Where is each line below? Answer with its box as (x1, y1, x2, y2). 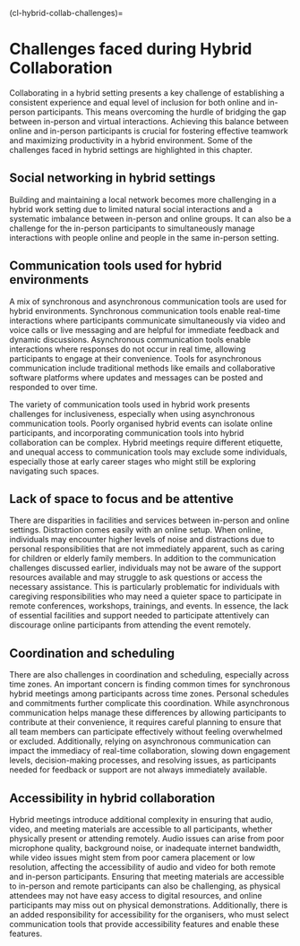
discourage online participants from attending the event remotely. (9, 619, 252, 630)
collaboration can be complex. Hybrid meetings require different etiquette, (9, 437, 284, 447)
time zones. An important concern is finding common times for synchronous (9, 679, 291, 690)
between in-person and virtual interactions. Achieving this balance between (9, 115, 289, 126)
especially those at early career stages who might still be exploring (9, 456, 257, 466)
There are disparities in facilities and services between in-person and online (9, 515, 290, 526)
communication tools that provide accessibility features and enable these (9, 919, 279, 929)
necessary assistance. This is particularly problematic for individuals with (9, 582, 280, 592)
